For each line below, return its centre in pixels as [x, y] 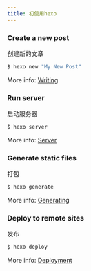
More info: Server [32, 140]
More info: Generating [38, 200]
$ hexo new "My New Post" [44, 66]
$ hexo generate [30, 187]
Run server [26, 97]
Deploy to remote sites [46, 218]
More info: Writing [33, 80]
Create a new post [38, 37]
